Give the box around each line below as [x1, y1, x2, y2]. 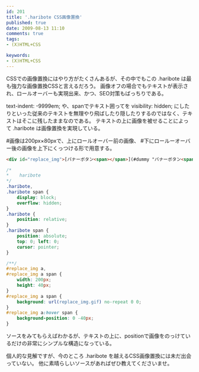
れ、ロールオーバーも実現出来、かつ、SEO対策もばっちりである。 [6, 89, 167, 97]
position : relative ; [17, 217, 68, 223]
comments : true [6, 31, 44, 37]
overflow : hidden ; [17, 200, 62, 206]
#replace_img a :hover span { [6, 310, 78, 316]
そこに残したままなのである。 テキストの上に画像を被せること [21, 117, 174, 124]
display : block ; [17, 194, 57, 200]
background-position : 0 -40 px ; [17, 315, 94, 322]
